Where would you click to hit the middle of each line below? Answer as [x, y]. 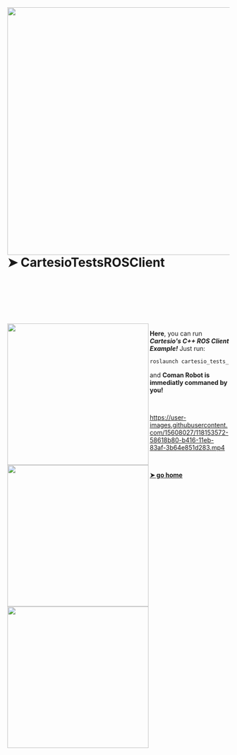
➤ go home [166, 475]
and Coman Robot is [180, 375]
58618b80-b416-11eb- [182, 440]
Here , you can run [176, 333]
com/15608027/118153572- [189, 432]
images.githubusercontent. [189, 425]
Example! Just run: [178, 348]
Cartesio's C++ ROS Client [189, 341]
